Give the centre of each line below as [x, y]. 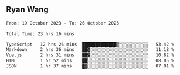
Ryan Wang [27, 10]
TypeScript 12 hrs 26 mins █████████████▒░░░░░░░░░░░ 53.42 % [90, 44]
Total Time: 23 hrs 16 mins [40, 34]
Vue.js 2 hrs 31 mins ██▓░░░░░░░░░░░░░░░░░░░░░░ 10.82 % [90, 55]
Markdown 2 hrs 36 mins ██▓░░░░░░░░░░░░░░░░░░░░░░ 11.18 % [90, 50]
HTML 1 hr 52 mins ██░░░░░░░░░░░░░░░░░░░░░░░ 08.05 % [90, 61]
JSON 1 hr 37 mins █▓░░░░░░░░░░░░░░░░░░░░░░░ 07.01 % [90, 66]
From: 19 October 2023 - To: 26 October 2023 [62, 23]
